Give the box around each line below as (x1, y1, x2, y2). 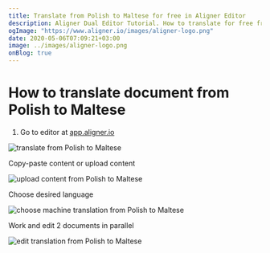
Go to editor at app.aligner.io (19, 127, 115, 137)
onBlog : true (8, 49, 52, 57)
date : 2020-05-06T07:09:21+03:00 (8, 34, 121, 43)
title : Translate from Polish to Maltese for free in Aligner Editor (8, 11, 247, 20)
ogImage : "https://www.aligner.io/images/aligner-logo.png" (8, 27, 215, 35)
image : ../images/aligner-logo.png (8, 42, 128, 50)
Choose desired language (8, 190, 94, 199)
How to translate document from (8, 84, 230, 102)
